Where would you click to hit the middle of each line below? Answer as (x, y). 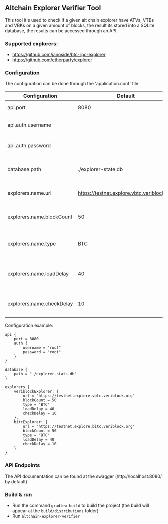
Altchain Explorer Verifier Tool (53, 8)
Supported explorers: (32, 43)
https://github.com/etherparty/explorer (52, 60)
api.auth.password (29, 146)
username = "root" (42, 348)
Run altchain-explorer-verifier (46, 516)
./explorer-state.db (101, 169)
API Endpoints (23, 465)
